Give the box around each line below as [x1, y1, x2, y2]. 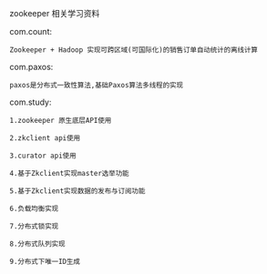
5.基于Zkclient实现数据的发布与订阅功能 [9, 187, 146, 196]
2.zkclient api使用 [9, 134, 81, 143]
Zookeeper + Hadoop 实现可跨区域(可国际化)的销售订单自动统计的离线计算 [9, 46, 258, 55]
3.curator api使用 [9, 151, 77, 160]
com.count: [9, 26, 53, 36]
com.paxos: [9, 62, 54, 72]
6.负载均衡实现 [9, 204, 59, 213]
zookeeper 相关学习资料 [9, 8, 100, 18]
